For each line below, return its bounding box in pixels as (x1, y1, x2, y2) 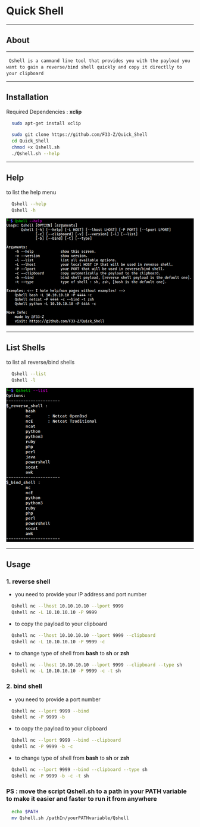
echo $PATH (11, 809, 39, 815)
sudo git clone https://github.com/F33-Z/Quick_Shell (11, 132, 148, 138)
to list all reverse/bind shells (6, 358, 75, 366)
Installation (6, 92, 49, 103)
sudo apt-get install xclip (11, 120, 82, 126)
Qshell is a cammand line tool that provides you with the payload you (8, 58, 190, 64)
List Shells (6, 343, 46, 353)
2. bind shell (6, 682, 43, 690)
